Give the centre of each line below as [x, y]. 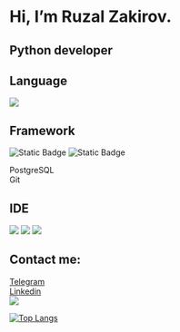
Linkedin [25, 291]
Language [39, 80]
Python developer [61, 50]
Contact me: [45, 260]
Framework [42, 130]
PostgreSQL [32, 171]
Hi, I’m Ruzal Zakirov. [91, 17]
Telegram [27, 281]
